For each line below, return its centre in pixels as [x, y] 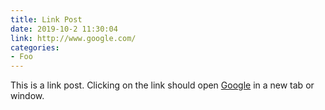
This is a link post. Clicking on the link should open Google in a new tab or [162, 85]
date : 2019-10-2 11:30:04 [64, 29]
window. [27, 96]
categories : [35, 47]
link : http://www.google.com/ [73, 38]
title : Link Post [46, 19]
